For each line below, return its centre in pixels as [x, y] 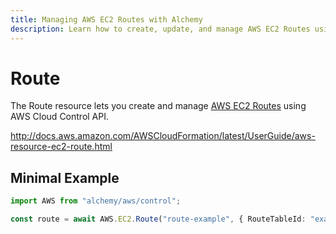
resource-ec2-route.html [61, 147]
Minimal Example [65, 177]
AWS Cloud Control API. [60, 117]
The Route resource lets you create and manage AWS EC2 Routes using [158, 106]
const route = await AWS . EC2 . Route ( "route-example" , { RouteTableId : [158, 219]
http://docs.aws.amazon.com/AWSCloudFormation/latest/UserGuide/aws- [163, 136]
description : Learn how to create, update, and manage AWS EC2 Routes [160, 29]
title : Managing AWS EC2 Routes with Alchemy [106, 19]
